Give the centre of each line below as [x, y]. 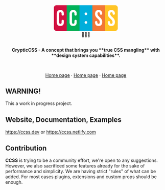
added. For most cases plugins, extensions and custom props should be [81, 177]
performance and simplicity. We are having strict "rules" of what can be [81, 172]
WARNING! [23, 91]
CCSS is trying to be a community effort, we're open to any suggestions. [82, 160]
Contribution [26, 148]
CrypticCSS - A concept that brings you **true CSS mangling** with [86, 50]
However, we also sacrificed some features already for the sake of [75, 166]
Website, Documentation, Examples [63, 120]
